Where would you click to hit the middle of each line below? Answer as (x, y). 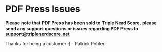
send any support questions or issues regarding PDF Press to (72, 28)
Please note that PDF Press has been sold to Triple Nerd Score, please (81, 23)
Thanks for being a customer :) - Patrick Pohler (55, 43)
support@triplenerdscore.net (38, 34)
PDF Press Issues (43, 9)
